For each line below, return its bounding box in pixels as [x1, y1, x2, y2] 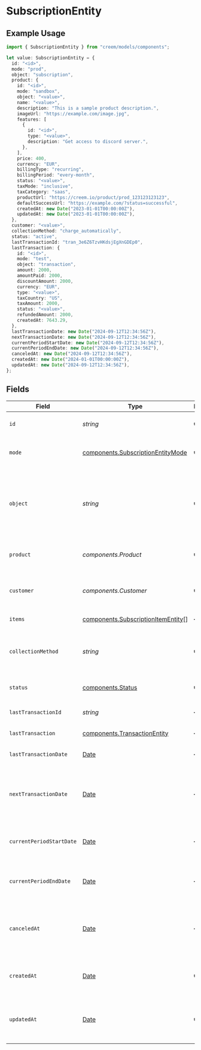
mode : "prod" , [11, 66, 47, 72]
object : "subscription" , [11, 71, 74, 77]
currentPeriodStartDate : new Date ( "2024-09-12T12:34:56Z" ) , [11, 339, 165, 346]
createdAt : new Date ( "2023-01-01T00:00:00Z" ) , [17, 205, 135, 211]
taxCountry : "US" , [17, 295, 63, 301]
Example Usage [6, 28, 66, 38]
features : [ [17, 116, 47, 123]
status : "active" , [11, 233, 58, 240]
